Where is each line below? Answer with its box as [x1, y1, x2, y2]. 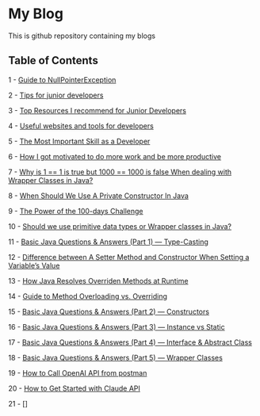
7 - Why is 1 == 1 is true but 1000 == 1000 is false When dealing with [8, 167, 232, 177]
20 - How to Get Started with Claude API [8, 384, 141, 393]
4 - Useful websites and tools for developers [8, 120, 155, 131]
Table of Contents [8, 54, 99, 67]
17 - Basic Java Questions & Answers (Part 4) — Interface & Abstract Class [8, 338, 252, 347]
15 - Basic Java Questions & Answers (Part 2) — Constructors [8, 307, 210, 316]
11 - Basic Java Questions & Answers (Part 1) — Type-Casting [8, 237, 208, 246]
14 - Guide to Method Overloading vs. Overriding [8, 291, 168, 301]
